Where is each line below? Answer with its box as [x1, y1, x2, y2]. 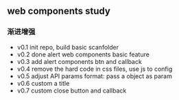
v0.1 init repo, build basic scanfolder [16, 43, 119, 51]
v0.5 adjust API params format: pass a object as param [16, 71, 173, 80]
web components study [7, 5, 111, 17]
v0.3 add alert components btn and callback [16, 57, 142, 65]
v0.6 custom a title [16, 79, 70, 87]
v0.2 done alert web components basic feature [16, 50, 150, 59]
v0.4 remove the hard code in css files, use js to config [16, 65, 173, 73]
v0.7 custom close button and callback [16, 86, 127, 95]
